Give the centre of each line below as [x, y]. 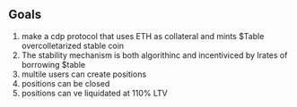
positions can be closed [66, 83]
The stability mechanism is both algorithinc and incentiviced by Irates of [154, 55]
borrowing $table [53, 64]
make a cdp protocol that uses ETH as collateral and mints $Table [143, 36]
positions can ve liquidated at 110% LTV [94, 93]
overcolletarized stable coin [73, 45]
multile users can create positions [84, 74]
